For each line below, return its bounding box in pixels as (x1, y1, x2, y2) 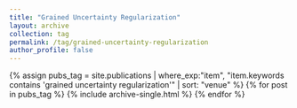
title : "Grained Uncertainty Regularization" (9, 12, 181, 22)
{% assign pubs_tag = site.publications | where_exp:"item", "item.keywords (9, 70, 285, 81)
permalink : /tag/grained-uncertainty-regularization (9, 37, 209, 47)
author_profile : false (9, 46, 93, 55)
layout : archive (9, 21, 69, 30)
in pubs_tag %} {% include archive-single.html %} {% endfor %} (9, 89, 245, 100)
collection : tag (9, 29, 69, 38)
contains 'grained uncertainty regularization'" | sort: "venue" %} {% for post (9, 80, 288, 90)
